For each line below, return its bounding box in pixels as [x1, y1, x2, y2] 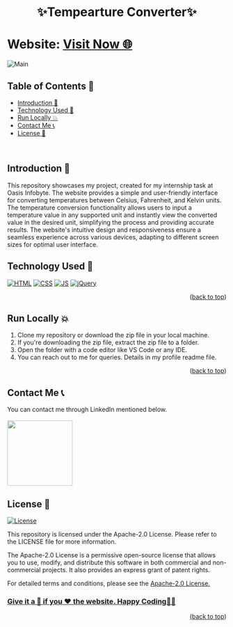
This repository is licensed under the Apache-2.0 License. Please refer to [7, 530, 217, 538]
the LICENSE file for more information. [7, 537, 117, 546]
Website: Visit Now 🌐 [7, 36, 133, 52]
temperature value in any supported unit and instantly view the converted [7, 210, 218, 219]
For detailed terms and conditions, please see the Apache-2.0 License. [7, 579, 211, 587]
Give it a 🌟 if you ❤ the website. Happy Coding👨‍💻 [7, 596, 176, 606]
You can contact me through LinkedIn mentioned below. [7, 405, 168, 414]
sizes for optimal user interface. [7, 240, 99, 248]
